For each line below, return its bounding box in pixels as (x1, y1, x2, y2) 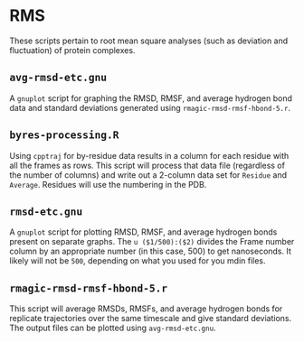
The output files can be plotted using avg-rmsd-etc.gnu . (9, 322, 216, 334)
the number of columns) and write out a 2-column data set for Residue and (9, 169, 288, 180)
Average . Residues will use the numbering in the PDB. (9, 179, 207, 189)
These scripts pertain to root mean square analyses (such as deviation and (9, 35, 289, 46)
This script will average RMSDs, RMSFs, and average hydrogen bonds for (9, 303, 283, 314)
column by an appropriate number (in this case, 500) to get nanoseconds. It (9, 245, 292, 257)
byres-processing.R (9, 128, 119, 142)
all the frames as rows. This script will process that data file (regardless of (9, 160, 285, 171)
